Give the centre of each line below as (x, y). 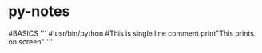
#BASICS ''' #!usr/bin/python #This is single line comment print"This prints (131, 33)
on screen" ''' (31, 41)
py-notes (39, 11)
